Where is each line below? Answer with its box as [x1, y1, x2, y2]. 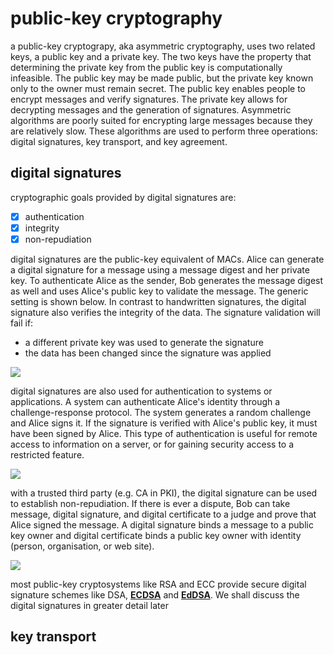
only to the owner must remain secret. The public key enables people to [10, 82, 306, 94]
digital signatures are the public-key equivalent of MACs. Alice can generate [10, 253, 325, 265]
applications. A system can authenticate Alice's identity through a [10, 395, 281, 407]
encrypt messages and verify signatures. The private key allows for [10, 93, 288, 105]
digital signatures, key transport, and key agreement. [10, 135, 228, 147]
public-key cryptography [10, 7, 223, 30]
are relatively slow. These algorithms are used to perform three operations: [10, 125, 318, 137]
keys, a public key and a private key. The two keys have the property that [10, 50, 312, 62]
